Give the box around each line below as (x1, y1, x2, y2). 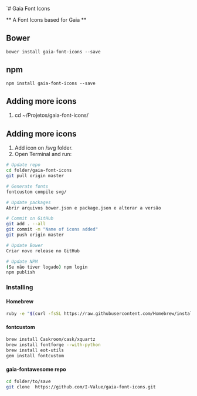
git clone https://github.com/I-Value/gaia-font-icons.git (6, 384, 157, 390)
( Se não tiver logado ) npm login (6, 264, 88, 270)
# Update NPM (6, 258, 38, 265)
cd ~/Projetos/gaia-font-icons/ (14, 111, 89, 119)
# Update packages (6, 199, 51, 205)
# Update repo (6, 162, 41, 168)
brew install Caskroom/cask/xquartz (6, 337, 96, 343)
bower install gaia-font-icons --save (6, 49, 101, 55)
